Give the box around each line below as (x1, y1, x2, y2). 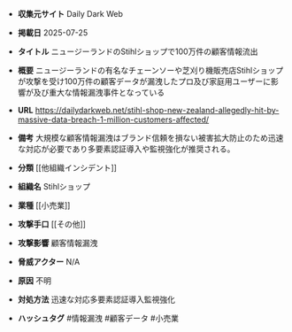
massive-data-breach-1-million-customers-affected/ (17, 114, 210, 125)
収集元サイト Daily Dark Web (17, 9, 124, 19)
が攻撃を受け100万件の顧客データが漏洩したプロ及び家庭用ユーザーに (17, 76, 272, 87)
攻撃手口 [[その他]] (17, 219, 87, 229)
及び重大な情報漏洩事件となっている (33, 88, 165, 97)
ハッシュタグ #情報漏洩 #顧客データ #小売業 (17, 313, 180, 323)
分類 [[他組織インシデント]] (17, 163, 118, 173)
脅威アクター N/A (17, 257, 81, 266)
